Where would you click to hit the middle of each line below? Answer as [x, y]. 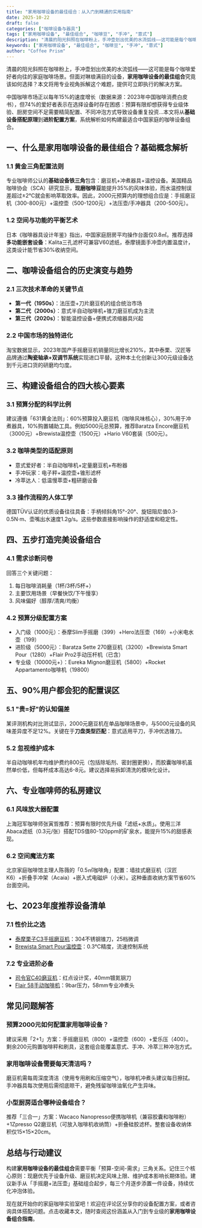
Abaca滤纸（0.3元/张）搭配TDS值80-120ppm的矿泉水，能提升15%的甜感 [97, 831]
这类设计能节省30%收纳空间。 [44, 249]
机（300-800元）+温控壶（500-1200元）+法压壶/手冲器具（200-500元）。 [99, 203]
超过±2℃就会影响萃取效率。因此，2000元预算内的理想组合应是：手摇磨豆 [103, 196]
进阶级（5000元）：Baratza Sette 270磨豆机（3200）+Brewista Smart [101, 647]
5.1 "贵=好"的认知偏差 [38, 709]
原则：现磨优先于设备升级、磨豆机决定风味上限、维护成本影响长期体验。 [101, 1176]
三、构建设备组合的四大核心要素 [66, 386]
